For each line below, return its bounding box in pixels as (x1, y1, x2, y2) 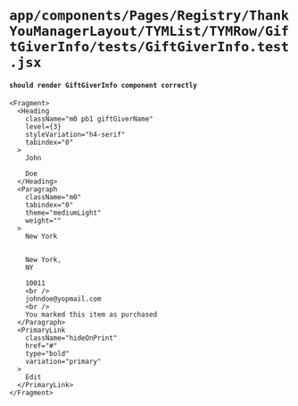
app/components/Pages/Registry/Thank (9, 7, 290, 24)
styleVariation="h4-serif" (25, 131, 126, 140)
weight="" (25, 216, 62, 225)
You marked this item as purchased (25, 310, 158, 319)
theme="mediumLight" (25, 208, 102, 217)
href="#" (25, 342, 58, 351)
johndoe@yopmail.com (25, 294, 102, 304)
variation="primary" (25, 357, 102, 367)
